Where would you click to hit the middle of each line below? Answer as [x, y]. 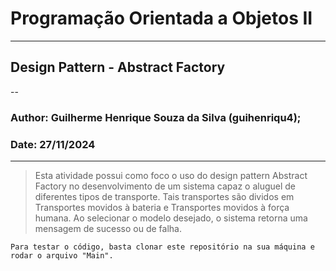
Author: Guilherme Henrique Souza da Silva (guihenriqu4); [156, 117]
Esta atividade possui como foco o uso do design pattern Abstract [171, 175]
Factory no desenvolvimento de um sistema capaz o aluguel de [165, 186]
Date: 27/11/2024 [53, 144]
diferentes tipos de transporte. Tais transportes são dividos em [164, 196]
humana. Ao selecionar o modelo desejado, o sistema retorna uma [171, 218]
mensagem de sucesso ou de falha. [108, 228]
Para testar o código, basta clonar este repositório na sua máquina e [162, 247]
